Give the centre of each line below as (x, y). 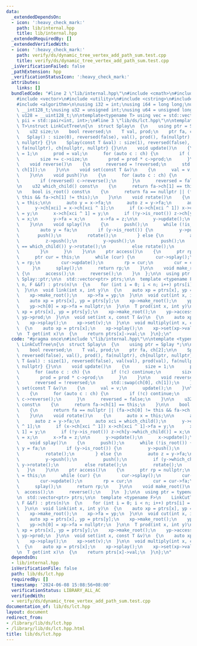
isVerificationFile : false (44, 568)
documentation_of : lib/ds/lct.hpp (48, 607)
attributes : (26, 83)
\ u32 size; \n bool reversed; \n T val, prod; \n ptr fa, (102, 132)
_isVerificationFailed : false (48, 66)
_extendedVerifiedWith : (40, 45)
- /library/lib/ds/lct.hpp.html (45, 628)
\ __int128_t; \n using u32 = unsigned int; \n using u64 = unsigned (98, 110)
